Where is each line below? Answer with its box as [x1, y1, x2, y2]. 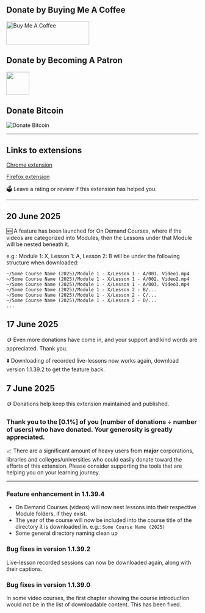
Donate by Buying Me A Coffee [6, 5, 126, 15]
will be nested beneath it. [6, 241, 70, 248]
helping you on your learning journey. [6, 468, 101, 476]
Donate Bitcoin [6, 106, 64, 116]
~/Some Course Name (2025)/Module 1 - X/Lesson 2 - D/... [6, 297, 157, 304]
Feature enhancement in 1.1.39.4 [6, 490, 105, 498]
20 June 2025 [6, 211, 61, 222]
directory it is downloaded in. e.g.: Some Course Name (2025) [15, 523, 166, 531]
